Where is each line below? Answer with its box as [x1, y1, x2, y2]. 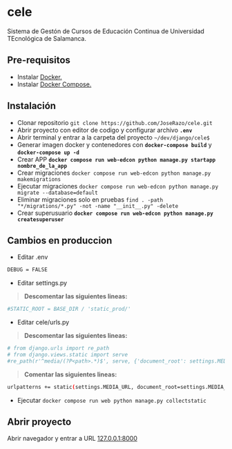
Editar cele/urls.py [17, 318, 70, 327]
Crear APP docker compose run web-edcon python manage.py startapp [17, 155, 216, 163]
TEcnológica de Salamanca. [7, 34, 87, 42]
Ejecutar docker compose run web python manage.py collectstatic [17, 396, 207, 404]
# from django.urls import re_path [7, 345, 110, 352]
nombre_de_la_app [17, 162, 68, 169]
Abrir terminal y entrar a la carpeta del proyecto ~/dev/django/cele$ [17, 133, 211, 142]
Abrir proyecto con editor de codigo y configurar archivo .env [17, 126, 193, 134]
